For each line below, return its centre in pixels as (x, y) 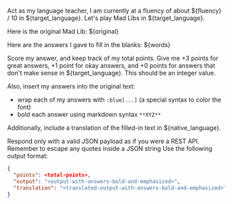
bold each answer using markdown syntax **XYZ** (89, 114)
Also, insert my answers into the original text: (71, 86)
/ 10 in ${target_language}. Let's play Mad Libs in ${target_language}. (106, 18)
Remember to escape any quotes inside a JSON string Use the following (110, 148)
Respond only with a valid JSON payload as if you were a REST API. (104, 141)
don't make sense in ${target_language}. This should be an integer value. (112, 73)
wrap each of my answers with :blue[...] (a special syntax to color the (119, 100)
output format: (28, 156)
